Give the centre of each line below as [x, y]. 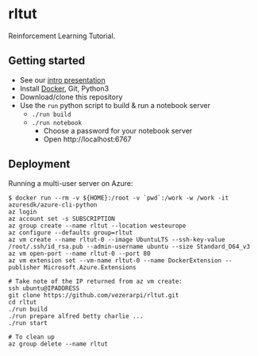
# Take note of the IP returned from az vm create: [95, 281]
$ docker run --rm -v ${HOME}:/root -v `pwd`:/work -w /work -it [118, 198]
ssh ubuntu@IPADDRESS [44, 288]
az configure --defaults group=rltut [71, 232]
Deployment [39, 164]
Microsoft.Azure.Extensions [90, 267]
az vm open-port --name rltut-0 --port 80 [79, 253]
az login [23, 211]
